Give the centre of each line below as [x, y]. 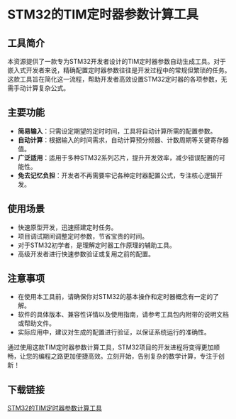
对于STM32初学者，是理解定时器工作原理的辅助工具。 [96, 245]
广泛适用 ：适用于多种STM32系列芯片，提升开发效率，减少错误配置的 [118, 158]
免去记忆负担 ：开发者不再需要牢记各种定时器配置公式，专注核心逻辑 [117, 175]
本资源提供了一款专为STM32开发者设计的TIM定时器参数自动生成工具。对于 [117, 61]
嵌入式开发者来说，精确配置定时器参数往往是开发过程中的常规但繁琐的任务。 [119, 70]
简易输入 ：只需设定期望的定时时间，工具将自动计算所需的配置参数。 [117, 131]
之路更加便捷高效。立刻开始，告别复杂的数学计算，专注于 [134, 357]
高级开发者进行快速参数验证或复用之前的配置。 [86, 254]
